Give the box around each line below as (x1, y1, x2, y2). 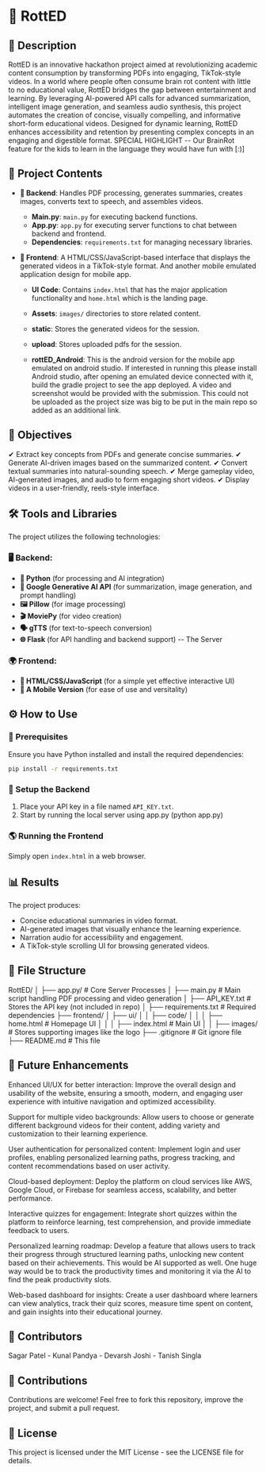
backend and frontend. (31, 229, 107, 238)
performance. (8, 1193, 53, 1203)
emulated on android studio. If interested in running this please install (31, 363, 257, 372)
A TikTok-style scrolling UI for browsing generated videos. (19, 941, 210, 951)
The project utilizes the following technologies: (8, 532, 161, 542)
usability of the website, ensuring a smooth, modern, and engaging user (8, 1088, 243, 1097)
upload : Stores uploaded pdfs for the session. (31, 339, 182, 348)
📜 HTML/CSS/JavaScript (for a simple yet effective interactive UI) (19, 676, 235, 686)
